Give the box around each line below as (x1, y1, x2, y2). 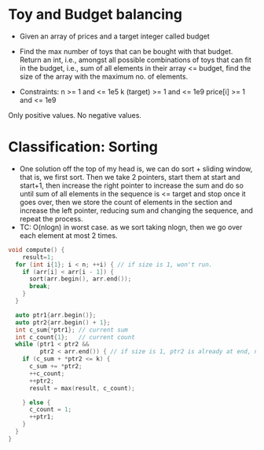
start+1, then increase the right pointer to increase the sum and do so (19, 181, 244, 190)
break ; (28, 283, 51, 291)
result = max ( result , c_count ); (28, 384, 135, 392)
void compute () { (8, 246, 65, 254)
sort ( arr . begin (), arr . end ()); (28, 275, 132, 284)
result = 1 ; (22, 253, 55, 261)
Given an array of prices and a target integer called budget (19, 31, 210, 41)
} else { (22, 398, 51, 406)
